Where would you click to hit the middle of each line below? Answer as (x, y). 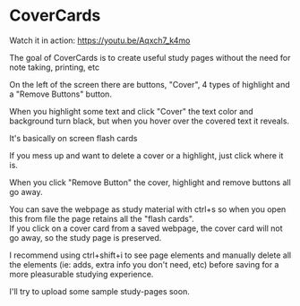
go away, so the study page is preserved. (86, 237)
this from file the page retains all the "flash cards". (102, 218)
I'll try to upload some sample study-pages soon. (99, 291)
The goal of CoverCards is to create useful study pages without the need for (150, 57)
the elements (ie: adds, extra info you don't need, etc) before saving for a (144, 264)
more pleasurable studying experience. (81, 274)
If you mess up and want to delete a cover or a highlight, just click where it (146, 155)
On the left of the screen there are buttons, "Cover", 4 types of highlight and (150, 84)
